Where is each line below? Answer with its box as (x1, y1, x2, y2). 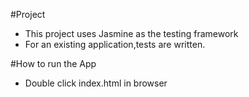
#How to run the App (10, 58, 97, 69)
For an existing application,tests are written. (24, 39, 206, 50)
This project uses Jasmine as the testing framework (24, 28, 239, 39)
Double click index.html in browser (24, 77, 168, 89)
